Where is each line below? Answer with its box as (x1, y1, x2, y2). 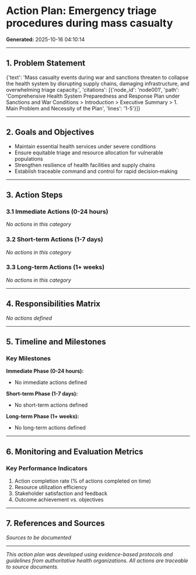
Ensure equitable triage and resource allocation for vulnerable (14, 149, 163, 156)
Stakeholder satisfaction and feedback (14, 490, 108, 497)
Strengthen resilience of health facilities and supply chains (14, 161, 156, 168)
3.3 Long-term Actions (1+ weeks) (6, 263, 105, 271)
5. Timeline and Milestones (6, 337, 106, 347)
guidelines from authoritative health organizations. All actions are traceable (6, 557, 188, 564)
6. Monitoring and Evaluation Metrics (6, 446, 143, 456)
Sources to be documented (6, 534, 72, 541)
